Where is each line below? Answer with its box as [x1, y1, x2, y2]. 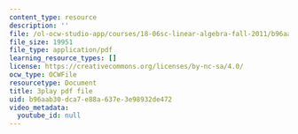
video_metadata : [9, 103, 69, 112]
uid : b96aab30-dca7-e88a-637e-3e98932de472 [9, 94, 173, 104]
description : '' [9, 21, 69, 30]
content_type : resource [9, 12, 98, 22]
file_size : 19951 [9, 37, 74, 47]
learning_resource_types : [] [9, 54, 117, 63]
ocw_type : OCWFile [9, 71, 77, 79]
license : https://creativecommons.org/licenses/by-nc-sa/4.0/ [9, 63, 244, 71]
